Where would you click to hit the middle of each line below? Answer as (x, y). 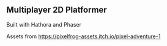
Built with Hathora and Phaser (44, 24)
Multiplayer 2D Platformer (57, 10)
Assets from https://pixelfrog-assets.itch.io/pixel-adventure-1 (83, 36)
